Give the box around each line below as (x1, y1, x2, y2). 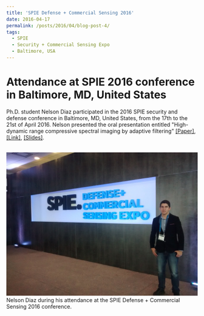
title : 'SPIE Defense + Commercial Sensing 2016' (6, 10, 135, 16)
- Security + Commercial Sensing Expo (12, 42, 110, 48)
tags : (6, 29, 20, 35)
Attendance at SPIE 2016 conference (6, 75, 195, 89)
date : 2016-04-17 (6, 16, 50, 22)
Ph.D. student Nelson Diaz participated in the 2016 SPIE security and (6, 108, 178, 115)
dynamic (6, 127, 29, 135)
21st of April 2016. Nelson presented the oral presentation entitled (6, 121, 171, 128)
